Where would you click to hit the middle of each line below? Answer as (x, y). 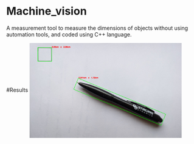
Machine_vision (47, 11)
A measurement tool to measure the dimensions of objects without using (97, 28)
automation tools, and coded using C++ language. (69, 34)
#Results (17, 90)
